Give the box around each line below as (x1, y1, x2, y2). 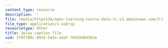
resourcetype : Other (5, 26, 48, 31)
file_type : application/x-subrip (5, 21, 75, 26)
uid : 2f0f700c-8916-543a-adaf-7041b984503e (5, 35, 97, 40)
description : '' (5, 12, 39, 17)
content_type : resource (5, 7, 55, 12)
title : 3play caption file (5, 30, 61, 35)
